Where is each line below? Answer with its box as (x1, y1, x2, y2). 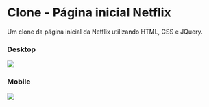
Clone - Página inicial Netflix (7, 5, 171, 21)
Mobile (7, 77, 31, 86)
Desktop (7, 45, 36, 54)
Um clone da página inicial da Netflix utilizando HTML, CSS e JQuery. (7, 27, 204, 36)
